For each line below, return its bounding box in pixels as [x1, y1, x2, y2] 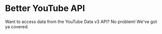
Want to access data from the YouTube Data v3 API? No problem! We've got [5, 19, 157, 24]
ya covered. [5, 23, 29, 29]
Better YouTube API [5, 3, 85, 14]
